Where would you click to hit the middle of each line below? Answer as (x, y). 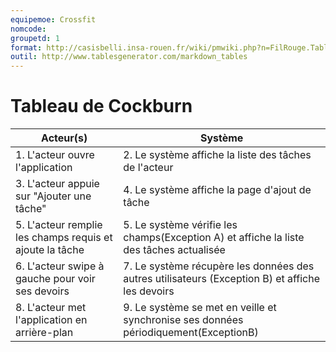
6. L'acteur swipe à (60, 266)
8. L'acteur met (51, 308)
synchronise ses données (183, 320)
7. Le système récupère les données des (219, 266)
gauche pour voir (55, 279)
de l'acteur (148, 168)
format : (26, 47)
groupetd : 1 (35, 38)
